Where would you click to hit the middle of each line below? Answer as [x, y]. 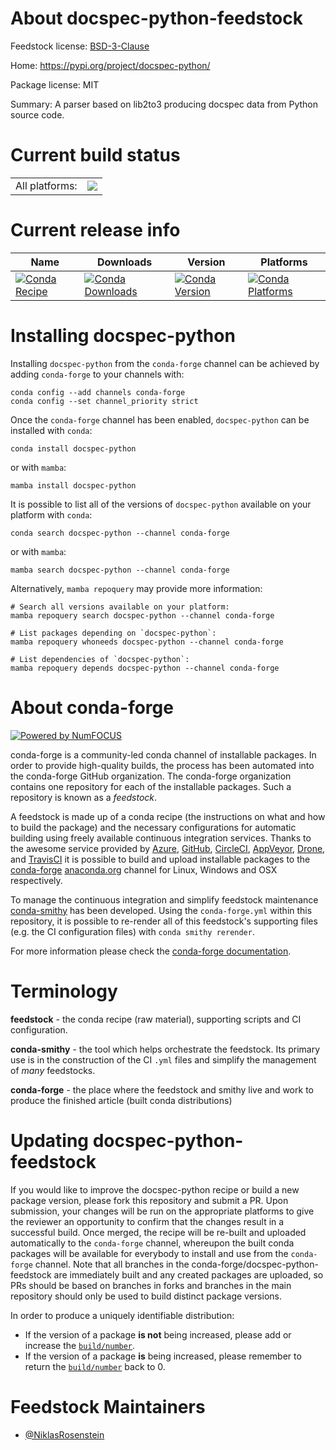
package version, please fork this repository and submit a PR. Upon [149, 1200]
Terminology [64, 991]
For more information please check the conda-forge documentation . [151, 951]
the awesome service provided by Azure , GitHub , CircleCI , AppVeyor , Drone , [168, 848]
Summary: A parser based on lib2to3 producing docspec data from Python [164, 104]
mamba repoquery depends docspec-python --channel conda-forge [145, 668]
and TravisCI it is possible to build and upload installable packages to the [160, 859]
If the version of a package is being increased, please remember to [163, 1356]
